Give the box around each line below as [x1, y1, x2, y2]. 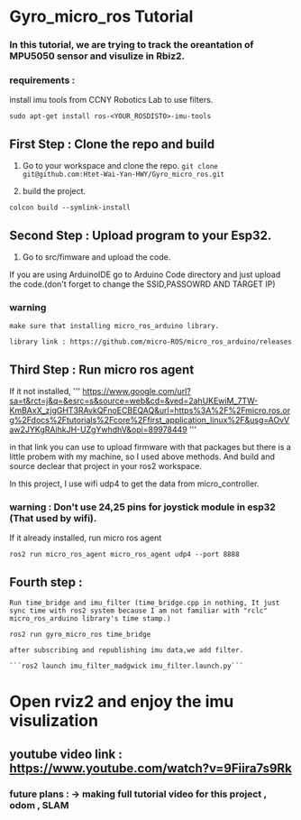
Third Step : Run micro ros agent [9, 362, 195, 377]
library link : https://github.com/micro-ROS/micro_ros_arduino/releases [9, 337, 293, 346]
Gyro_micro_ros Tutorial [9, 6, 194, 27]
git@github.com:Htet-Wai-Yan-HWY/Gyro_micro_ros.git [22, 170, 225, 180]
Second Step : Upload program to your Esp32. [9, 227, 272, 243]
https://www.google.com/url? [82, 386, 192, 397]
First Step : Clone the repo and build [9, 136, 214, 152]
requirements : [9, 74, 76, 87]
